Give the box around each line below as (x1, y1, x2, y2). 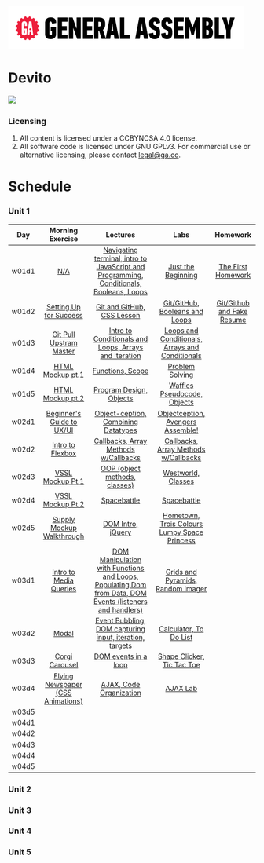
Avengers (166, 417, 197, 426)
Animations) (44, 696, 84, 705)
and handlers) (97, 605, 144, 614)
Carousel (49, 660, 79, 670)
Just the (167, 262, 195, 272)
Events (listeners (93, 596, 148, 606)
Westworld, (163, 468, 200, 477)
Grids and (165, 568, 198, 577)
